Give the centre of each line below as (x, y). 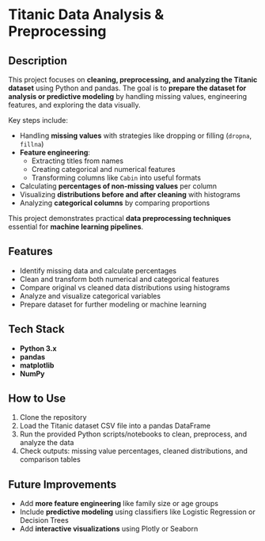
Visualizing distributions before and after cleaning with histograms (130, 194)
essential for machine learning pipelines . (76, 227)
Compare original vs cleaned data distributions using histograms (125, 288)
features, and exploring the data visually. (74, 105)
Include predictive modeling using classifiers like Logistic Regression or (137, 512)
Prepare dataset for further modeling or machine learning (113, 304)
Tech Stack (36, 329)
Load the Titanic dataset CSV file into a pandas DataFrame (115, 426)
